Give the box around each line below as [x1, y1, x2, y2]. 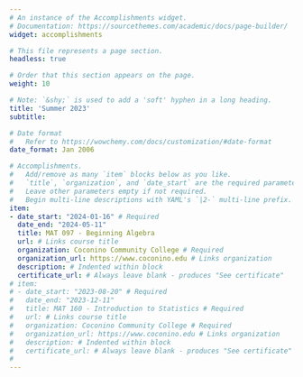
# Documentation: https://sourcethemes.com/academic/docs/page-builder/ [9, 22, 289, 31]
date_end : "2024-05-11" [17, 220, 106, 230]
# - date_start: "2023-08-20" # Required [9, 288, 168, 297]
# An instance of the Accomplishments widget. [9, 13, 188, 23]
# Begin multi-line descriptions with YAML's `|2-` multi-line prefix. [9, 195, 293, 204]
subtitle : [9, 112, 47, 122]
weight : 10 [9, 79, 50, 88]
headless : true [9, 55, 67, 64]
